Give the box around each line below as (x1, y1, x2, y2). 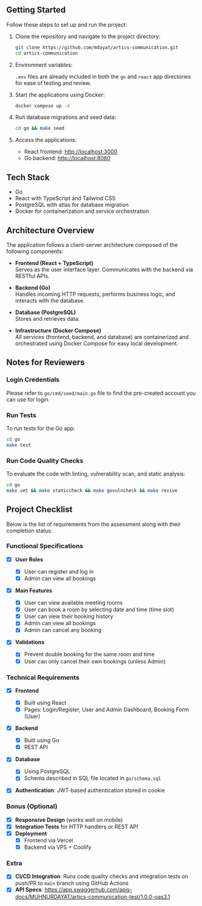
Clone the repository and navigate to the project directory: (15, 33, 161, 40)
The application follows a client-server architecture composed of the (6, 241, 178, 248)
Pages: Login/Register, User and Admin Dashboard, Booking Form (24, 706, 189, 713)
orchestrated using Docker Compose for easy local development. (15, 340, 179, 347)
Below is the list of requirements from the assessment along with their (6, 520, 181, 528)
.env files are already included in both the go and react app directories (15, 73, 191, 80)
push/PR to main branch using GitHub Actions (15, 879, 129, 887)
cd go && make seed (15, 126, 65, 132)
